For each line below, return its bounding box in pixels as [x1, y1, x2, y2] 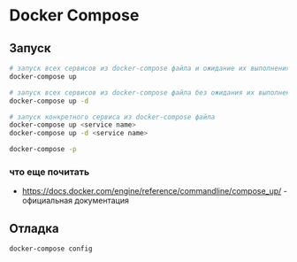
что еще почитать [9, 166, 90, 178]
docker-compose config [9, 244, 93, 253]
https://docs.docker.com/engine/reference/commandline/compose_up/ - [21, 186, 287, 196]
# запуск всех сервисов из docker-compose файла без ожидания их [9, 88, 255, 97]
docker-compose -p [9, 145, 77, 154]
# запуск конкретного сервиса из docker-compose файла [9, 112, 216, 121]
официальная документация [21, 196, 130, 206]
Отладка [9, 220, 59, 235]
